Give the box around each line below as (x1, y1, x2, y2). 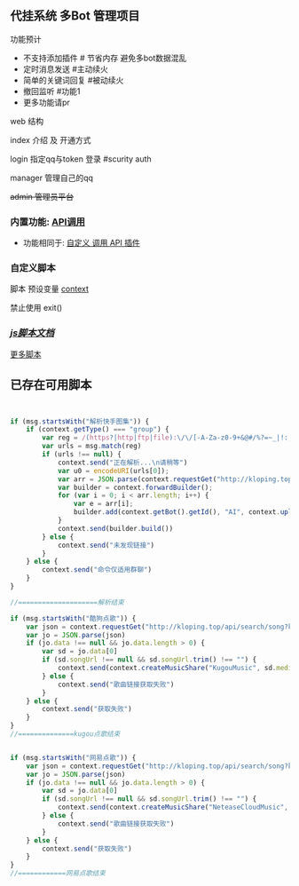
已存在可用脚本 (10, 377, 92, 392)
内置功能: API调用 (10, 216, 85, 228)
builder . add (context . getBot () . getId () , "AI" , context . (73, 508, 280, 517)
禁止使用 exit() (10, 303, 63, 313)
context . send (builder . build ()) (57, 524, 174, 533)
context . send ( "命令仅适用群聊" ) (42, 566, 153, 574)
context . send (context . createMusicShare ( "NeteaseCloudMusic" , (57, 803, 289, 812)
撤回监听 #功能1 (22, 85, 81, 96)
